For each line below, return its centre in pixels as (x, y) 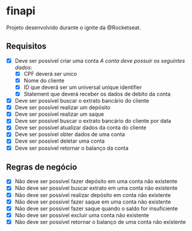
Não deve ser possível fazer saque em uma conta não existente (93, 202)
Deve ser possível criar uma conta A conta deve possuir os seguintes (100, 60)
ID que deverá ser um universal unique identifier (83, 87)
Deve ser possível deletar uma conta (60, 141)
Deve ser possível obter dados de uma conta (70, 134)
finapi (21, 11)
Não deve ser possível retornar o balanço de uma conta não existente (100, 221)
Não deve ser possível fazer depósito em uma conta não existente (96, 181)
